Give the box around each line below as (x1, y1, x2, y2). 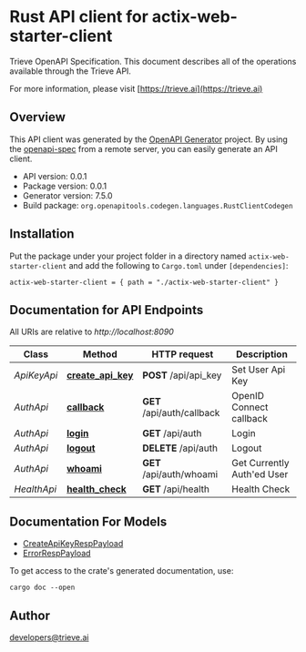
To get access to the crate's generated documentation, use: (9, 565, 234, 576)
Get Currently (231, 457, 290, 470)
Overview (9, 109, 66, 125)
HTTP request (151, 348, 214, 361)
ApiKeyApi (14, 369, 58, 382)
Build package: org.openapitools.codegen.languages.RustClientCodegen (22, 199, 293, 210)
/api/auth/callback (142, 407, 220, 420)
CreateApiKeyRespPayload (22, 538, 124, 549)
